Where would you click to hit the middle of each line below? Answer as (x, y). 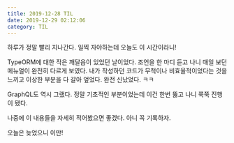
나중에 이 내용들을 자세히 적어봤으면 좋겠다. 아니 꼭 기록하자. (89, 118)
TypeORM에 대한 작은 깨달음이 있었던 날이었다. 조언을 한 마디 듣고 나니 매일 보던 (117, 62)
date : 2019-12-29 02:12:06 (46, 20)
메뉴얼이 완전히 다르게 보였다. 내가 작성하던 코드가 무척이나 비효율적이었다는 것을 (117, 71)
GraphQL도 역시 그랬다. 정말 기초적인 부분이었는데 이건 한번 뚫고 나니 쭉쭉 (109, 94)
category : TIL (28, 27)
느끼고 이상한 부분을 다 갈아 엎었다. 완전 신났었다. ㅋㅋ (81, 80)
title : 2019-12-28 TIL (40, 14)
